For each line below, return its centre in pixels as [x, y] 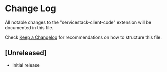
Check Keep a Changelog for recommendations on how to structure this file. [84, 37]
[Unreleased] [26, 53]
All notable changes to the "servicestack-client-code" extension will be [78, 22]
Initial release [26, 65]
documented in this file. [29, 27]
